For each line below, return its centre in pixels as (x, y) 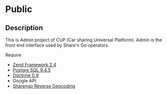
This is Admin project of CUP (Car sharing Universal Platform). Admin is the (84, 40)
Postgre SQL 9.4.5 (32, 70)
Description (24, 28)
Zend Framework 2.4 (34, 65)
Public (19, 9)
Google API (24, 81)
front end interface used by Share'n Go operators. (57, 45)
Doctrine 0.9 (26, 75)
